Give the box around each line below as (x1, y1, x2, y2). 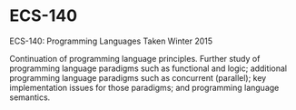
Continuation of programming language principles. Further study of (9, 53, 261, 64)
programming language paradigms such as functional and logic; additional (9, 63, 288, 74)
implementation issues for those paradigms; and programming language (9, 82, 280, 93)
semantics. (9, 92, 51, 103)
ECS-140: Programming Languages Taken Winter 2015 (9, 35, 213, 46)
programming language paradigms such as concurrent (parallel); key (9, 72, 267, 83)
